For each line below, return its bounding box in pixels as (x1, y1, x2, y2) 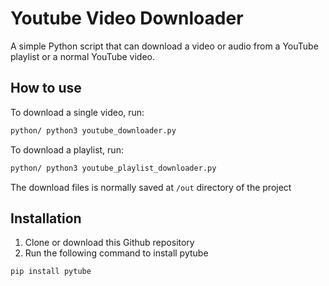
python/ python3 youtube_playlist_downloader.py (10, 163, 217, 173)
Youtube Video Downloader (10, 7, 244, 30)
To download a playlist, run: (10, 143, 124, 156)
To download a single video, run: (10, 106, 145, 118)
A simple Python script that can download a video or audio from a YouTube (10, 40, 319, 52)
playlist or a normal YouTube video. (10, 50, 156, 62)
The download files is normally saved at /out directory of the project (10, 181, 292, 193)
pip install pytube (10, 267, 92, 277)
